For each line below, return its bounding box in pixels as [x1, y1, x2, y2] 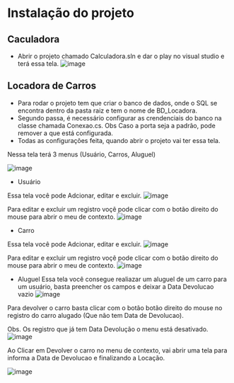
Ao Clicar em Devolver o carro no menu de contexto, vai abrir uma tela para [7, 345, 228, 355]
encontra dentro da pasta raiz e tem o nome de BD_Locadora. [17, 106, 198, 115]
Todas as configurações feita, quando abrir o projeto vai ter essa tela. [17, 136, 221, 144]
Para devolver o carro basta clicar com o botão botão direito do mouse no [7, 303, 223, 312]
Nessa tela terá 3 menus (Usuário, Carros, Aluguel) [7, 150, 156, 159]
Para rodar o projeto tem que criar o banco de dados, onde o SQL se [17, 98, 218, 107]
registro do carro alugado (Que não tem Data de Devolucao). [7, 311, 184, 319]
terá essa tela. [17, 59, 59, 68]
